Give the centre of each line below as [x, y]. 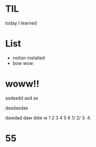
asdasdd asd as [22, 98]
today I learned [21, 23]
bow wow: [23, 63]
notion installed [29, 58]
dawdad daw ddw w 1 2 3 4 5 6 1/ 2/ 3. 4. [48, 117]
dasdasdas [17, 108]
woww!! [22, 84]
